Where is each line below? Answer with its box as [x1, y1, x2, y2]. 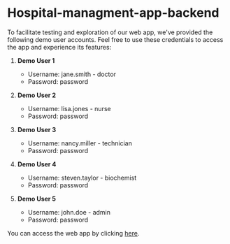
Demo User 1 [17, 56, 55, 64]
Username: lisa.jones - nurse [27, 104, 111, 113]
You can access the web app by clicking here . [7, 229, 140, 237]
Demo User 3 [17, 125, 57, 134]
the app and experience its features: [7, 43, 112, 51]
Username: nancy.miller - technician [27, 138, 133, 148]
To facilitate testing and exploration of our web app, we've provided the [7, 28, 213, 36]
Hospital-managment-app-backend [7, 5, 220, 21]
